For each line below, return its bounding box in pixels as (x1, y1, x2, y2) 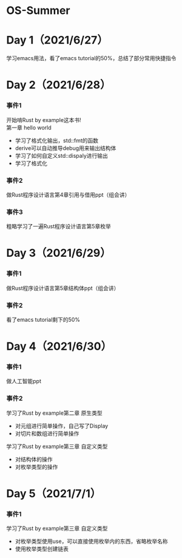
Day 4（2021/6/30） (6, 339, 112, 353)
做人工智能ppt (6, 378, 41, 385)
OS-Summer (6, 4, 70, 18)
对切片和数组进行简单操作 (15, 429, 79, 437)
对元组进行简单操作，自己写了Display (15, 422, 109, 429)
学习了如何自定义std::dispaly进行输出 (15, 152, 108, 159)
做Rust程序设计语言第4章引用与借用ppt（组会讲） (6, 191, 130, 198)
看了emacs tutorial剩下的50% (6, 316, 81, 323)
